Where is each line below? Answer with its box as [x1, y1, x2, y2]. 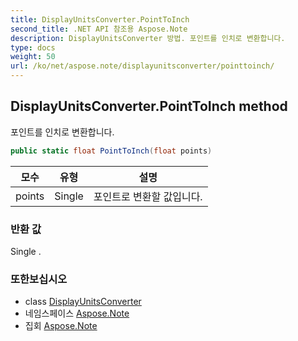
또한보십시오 [10, 272, 68, 286]
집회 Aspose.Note [24, 320, 98, 332]
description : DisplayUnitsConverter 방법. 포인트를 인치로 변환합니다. [10, 33, 286, 43]
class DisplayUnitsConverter [24, 296, 142, 308]
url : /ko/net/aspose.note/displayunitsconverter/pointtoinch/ [10, 61, 275, 71]
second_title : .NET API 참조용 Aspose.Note [10, 24, 188, 34]
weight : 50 [10, 52, 56, 62]
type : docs [10, 42, 56, 53]
